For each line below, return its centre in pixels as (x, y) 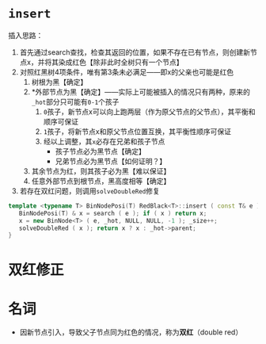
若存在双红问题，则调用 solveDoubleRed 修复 (90, 191)
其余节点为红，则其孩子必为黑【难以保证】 (101, 171)
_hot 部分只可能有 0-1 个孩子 (75, 101)
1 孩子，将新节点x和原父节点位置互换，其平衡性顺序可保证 (137, 131)
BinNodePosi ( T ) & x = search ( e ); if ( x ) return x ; (113, 213)
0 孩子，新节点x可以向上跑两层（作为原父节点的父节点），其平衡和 (149, 111)
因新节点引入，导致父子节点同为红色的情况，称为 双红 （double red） (131, 332)
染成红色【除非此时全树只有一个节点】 (121, 62)
